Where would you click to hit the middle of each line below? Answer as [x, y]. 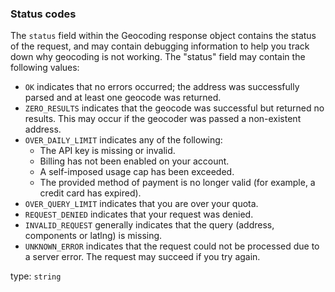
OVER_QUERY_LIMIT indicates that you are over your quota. [141, 204]
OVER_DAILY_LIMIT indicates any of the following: [123, 140]
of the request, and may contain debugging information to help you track [160, 46]
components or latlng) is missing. [93, 236]
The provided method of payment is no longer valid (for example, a [177, 183]
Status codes [43, 14]
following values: [45, 68]
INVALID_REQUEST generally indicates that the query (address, [149, 225]
